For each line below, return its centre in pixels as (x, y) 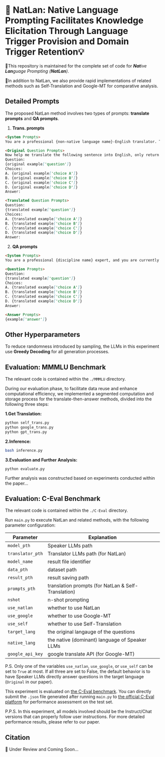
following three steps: (27, 404)
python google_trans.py (29, 428)
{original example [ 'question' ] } (38, 165)
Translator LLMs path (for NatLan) (87, 554)
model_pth (19, 546)
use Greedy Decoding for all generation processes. (57, 352)
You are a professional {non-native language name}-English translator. (81, 142)
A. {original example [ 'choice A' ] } (41, 173)
